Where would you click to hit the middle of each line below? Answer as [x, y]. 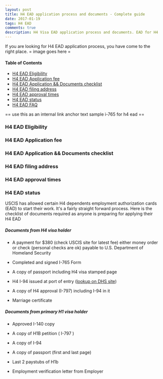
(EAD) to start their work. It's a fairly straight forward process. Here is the [79, 209]
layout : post [18, 10]
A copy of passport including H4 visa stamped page [64, 272]
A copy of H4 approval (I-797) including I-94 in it [61, 291]
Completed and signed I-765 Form [47, 262]
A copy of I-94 [27, 343]
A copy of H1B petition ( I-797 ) [43, 333]
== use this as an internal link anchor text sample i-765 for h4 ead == [75, 114]
